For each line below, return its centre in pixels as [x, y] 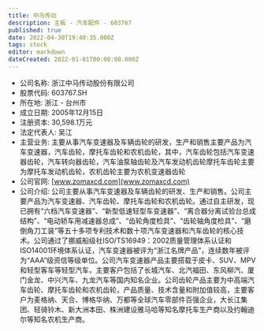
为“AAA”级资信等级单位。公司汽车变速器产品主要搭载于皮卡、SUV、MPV [138, 260]
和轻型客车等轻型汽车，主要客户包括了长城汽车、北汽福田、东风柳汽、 [134, 270]
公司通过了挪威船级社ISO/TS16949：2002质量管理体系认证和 [133, 240]
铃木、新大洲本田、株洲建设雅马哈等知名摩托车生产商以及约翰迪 [151, 309]
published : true [35, 30]
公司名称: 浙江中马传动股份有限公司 [77, 83]
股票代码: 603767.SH [53, 92]
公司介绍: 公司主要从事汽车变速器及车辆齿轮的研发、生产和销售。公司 [132, 191]
